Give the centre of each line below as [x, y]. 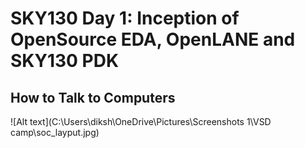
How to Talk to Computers [93, 97]
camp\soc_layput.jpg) [55, 132]
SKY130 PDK [65, 61]
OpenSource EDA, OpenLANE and [153, 39]
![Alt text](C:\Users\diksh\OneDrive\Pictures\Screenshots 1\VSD [141, 121]
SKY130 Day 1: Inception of [125, 18]
